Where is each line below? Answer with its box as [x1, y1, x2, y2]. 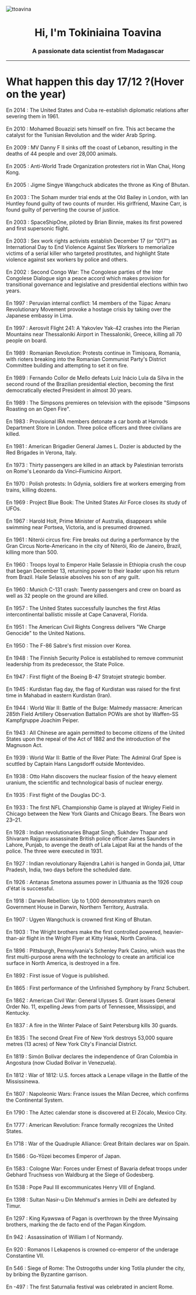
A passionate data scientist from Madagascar [32, 47, 164, 55]
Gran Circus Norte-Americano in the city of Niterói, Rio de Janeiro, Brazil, [6, 543, 182, 550]
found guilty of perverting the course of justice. [6, 206, 120, 213]
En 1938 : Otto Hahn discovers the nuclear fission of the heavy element [6, 773, 177, 780]
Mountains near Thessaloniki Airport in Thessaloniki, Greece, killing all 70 [6, 331, 183, 338]
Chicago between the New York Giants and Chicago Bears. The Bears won [6, 810, 185, 817]
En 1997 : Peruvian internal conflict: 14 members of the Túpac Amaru [6, 299, 171, 307]
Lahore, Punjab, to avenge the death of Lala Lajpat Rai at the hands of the [6, 841, 183, 848]
